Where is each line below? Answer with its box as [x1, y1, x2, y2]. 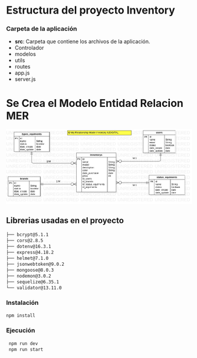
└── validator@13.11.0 [6, 285, 62, 291]
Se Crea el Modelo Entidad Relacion [6, 96, 184, 110]
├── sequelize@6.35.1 [6, 279, 60, 285]
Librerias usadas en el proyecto [6, 215, 124, 225]
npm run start [8, 346, 44, 352]
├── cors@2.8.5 [6, 237, 44, 244]
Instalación [6, 299, 39, 307]
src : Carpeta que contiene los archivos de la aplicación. [14, 38, 150, 45]
